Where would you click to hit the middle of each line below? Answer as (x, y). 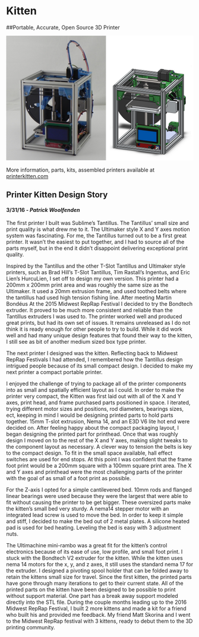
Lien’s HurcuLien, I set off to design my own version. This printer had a (93, 279)
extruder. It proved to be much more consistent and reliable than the (90, 310)
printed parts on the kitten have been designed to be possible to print (91, 590)
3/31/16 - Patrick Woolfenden (43, 210)
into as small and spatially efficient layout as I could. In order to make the (95, 390)
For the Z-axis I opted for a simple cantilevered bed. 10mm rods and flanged (99, 490)
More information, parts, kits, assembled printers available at (80, 170)
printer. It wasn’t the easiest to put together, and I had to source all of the (95, 242)
